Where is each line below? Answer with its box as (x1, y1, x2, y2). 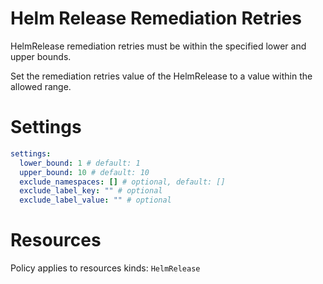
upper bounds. (10, 50, 72, 62)
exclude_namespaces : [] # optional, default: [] (19, 177, 226, 187)
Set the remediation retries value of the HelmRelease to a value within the (10, 70, 313, 82)
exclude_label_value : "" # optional (19, 195, 172, 206)
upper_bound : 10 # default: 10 (19, 167, 150, 177)
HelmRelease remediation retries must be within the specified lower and (10, 40, 307, 52)
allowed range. (10, 80, 72, 92)
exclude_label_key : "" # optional (19, 186, 163, 196)
